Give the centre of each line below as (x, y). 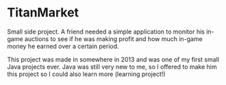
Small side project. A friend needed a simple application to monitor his (106, 32)
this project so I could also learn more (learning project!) (86, 74)
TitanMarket (43, 13)
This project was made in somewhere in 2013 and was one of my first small (113, 59)
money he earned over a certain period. (63, 46)
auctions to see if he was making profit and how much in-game (114, 38)
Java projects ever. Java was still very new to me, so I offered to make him (112, 66)
